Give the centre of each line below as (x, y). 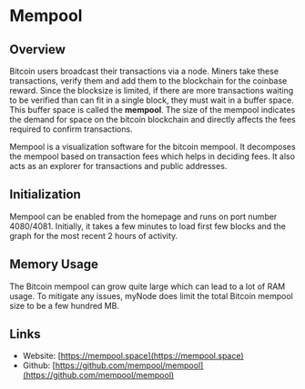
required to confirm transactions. (71, 129)
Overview (38, 50)
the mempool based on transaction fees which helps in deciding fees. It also (152, 156)
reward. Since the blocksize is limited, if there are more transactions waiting (152, 90)
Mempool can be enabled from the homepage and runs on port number (143, 216)
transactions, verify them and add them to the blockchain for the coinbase (148, 81)
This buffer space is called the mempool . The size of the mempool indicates (152, 110)
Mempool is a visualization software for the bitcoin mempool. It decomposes (152, 147)
